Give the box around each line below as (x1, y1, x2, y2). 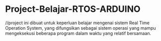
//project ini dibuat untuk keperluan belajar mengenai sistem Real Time (5, 20, 150, 26)
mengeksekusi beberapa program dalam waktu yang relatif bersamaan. (5, 30, 152, 36)
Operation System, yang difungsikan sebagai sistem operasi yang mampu (5, 25, 157, 31)
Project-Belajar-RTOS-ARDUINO (5, 3, 141, 15)
